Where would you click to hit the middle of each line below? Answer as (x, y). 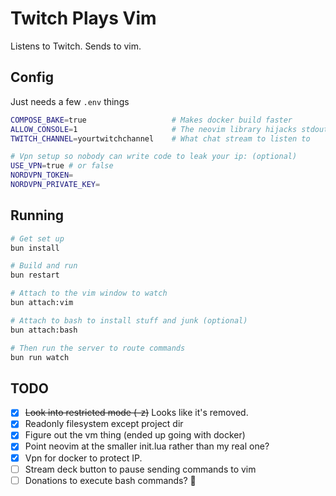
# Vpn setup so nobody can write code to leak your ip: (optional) (154, 157)
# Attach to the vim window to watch (89, 293)
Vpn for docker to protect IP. (83, 458)
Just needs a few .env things (70, 101)
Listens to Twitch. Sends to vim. (76, 46)
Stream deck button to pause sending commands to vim (140, 469)
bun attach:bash (44, 330)
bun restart (35, 275)
